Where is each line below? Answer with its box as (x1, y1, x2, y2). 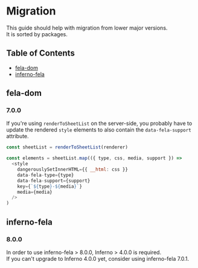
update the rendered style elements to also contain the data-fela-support (6, 126, 191, 133)
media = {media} (17, 189, 53, 195)
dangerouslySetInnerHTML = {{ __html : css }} (17, 167, 129, 173)
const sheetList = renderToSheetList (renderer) (6, 144, 129, 150)
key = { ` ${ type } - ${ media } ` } (17, 183, 83, 190)
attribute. (6, 133, 29, 140)
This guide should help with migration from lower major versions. (6, 24, 168, 31)
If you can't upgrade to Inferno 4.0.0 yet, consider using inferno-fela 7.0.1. (6, 255, 190, 262)
